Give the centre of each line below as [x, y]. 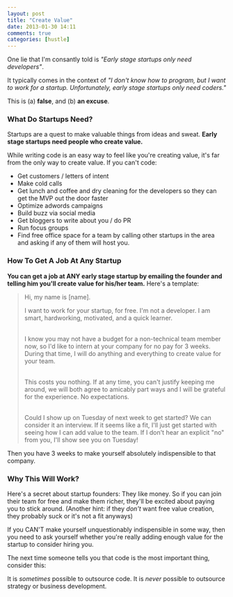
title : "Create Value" [40, 20]
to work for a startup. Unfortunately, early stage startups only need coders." [117, 88]
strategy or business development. [57, 587]
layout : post [26, 14]
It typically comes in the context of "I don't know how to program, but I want [116, 80]
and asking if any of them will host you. [73, 243]
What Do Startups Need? [50, 119]
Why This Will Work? [43, 479]
